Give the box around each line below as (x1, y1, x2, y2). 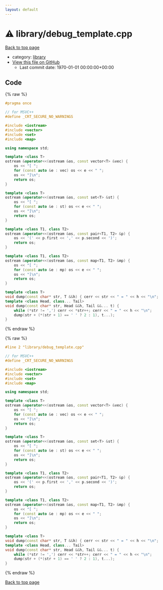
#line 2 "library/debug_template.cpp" (5, 345, 84, 350)
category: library (12, 54, 46, 60)
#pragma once (5, 101, 32, 106)
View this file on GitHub (12, 59, 60, 65)
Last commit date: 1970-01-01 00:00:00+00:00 (19, 64, 114, 70)
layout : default (5, 7, 38, 12)
